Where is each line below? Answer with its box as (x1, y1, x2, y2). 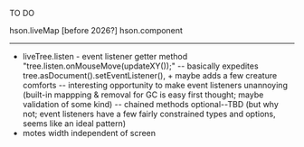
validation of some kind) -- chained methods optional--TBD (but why (22, 99, 279, 109)
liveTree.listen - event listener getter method (22, 51, 188, 61)
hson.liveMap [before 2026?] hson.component (9, 25, 184, 35)
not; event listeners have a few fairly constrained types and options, (22, 108, 276, 119)
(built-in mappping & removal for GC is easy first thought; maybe (22, 89, 264, 100)
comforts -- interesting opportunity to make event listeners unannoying (22, 80, 288, 90)
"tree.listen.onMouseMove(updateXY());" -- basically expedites (22, 60, 260, 71)
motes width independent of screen (22, 128, 157, 138)
